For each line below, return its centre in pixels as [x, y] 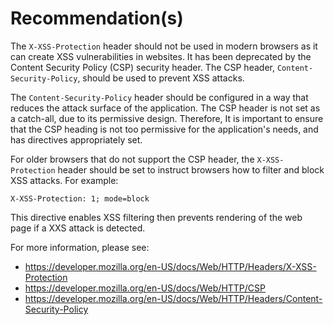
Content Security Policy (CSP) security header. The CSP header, [142, 67]
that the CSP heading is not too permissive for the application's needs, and [164, 129]
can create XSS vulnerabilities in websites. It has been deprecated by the [161, 56]
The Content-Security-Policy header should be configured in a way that [159, 97]
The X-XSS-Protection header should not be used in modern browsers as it [164, 46]
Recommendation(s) [97, 18]
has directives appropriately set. [76, 139]
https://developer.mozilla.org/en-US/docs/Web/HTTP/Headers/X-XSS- [170, 266]
